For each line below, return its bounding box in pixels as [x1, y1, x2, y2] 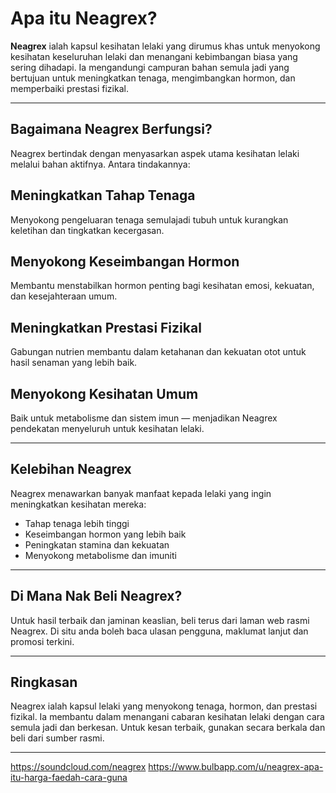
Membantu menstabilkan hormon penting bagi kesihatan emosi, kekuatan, [10, 280, 315, 292]
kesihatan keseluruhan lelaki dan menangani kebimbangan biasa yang [10, 50, 298, 62]
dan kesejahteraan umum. [10, 290, 118, 302]
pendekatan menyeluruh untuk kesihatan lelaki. [10, 423, 205, 434]
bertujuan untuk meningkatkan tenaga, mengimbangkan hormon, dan [10, 72, 296, 84]
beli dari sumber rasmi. [10, 732, 105, 744]
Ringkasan [10, 674, 78, 691]
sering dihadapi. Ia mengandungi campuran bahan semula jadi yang [10, 61, 290, 73]
